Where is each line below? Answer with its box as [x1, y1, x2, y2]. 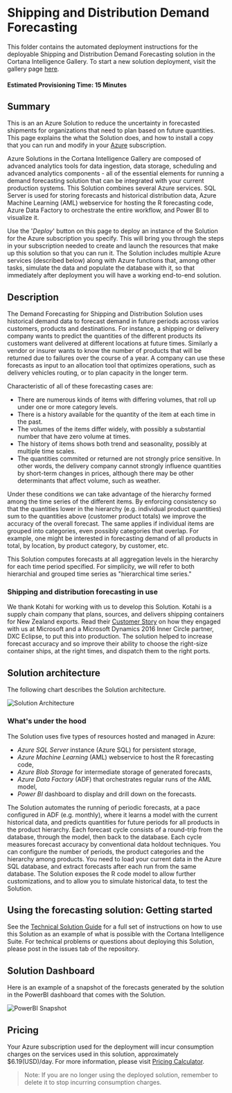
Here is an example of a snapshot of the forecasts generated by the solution [7, 983, 224, 992]
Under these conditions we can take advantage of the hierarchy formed [7, 490, 211, 499]
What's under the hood [7, 716, 87, 726]
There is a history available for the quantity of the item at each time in [17, 411, 216, 419]
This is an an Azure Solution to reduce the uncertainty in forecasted [7, 119, 200, 128]
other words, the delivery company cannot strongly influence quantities [17, 462, 222, 470]
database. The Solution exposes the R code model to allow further [7, 869, 196, 878]
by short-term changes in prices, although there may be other [17, 470, 194, 478]
